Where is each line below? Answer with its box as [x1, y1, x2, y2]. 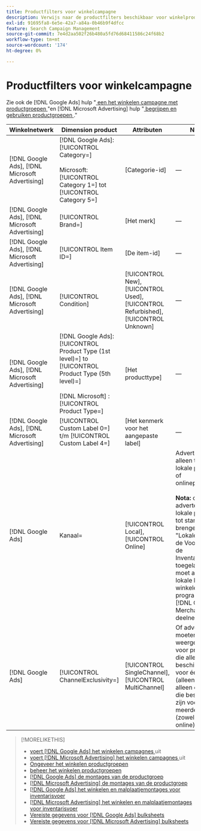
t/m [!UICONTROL [59, 431, 110, 440]
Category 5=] [59, 195, 98, 204]
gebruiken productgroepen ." [6, 111, 78, 119]
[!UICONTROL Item [59, 245, 113, 253]
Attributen [132, 125, 163, 134]
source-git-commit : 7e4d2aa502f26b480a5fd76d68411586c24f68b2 [6, 31, 165, 37]
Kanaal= [59, 531, 83, 539]
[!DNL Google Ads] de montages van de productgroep [29, 773, 163, 780]
